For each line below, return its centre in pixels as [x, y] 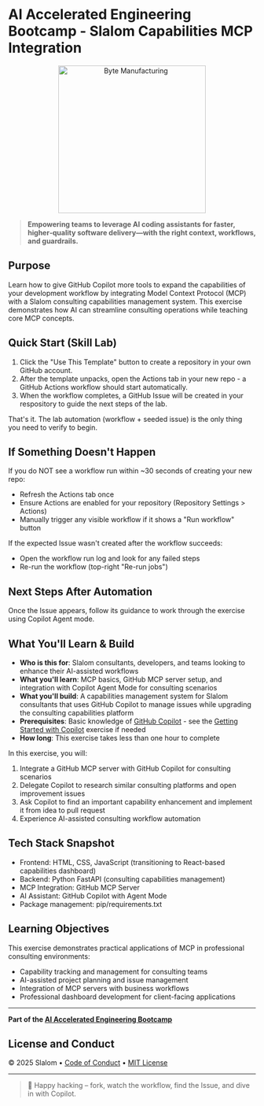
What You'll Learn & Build [71, 644]
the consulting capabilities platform [77, 713]
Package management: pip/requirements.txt [91, 904]
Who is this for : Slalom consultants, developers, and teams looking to [132, 662]
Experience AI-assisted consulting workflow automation [110, 819]
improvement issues [52, 793]
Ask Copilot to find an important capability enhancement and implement [136, 802]
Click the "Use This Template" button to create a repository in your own [135, 362]
